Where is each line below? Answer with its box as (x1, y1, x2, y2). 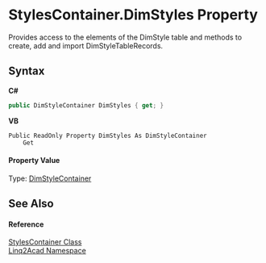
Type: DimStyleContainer (8, 173, 92, 183)
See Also (8, 197, 54, 211)
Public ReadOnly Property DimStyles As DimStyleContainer (8, 131, 207, 140)
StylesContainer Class (8, 237, 82, 247)
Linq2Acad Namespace (8, 246, 86, 256)
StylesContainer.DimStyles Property (8, 6, 258, 24)
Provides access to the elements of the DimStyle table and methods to (8, 32, 243, 42)
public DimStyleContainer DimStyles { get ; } (8, 101, 164, 110)
